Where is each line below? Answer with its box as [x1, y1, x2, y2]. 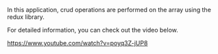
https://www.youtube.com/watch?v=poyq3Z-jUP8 [7, 39, 148, 47]
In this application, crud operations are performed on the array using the [7, 6, 211, 13]
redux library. [7, 13, 45, 21]
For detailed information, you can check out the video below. [7, 26, 178, 34]
